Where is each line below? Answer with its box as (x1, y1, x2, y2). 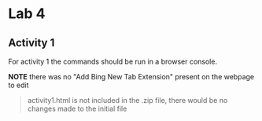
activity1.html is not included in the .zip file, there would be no (27, 96, 228, 104)
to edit (8, 80, 29, 90)
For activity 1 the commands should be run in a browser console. (8, 57, 218, 66)
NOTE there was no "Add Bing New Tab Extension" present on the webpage (8, 72, 254, 81)
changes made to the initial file (27, 104, 127, 113)
